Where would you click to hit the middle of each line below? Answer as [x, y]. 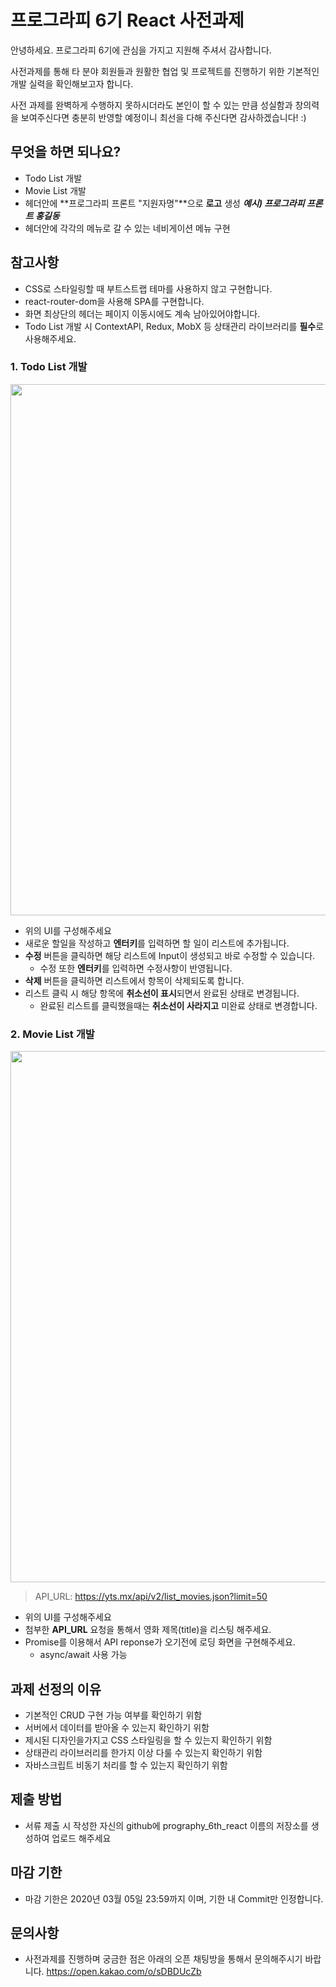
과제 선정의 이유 [56, 1689]
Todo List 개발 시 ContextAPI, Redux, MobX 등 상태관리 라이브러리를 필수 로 [174, 326]
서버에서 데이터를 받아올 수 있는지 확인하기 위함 [117, 1727]
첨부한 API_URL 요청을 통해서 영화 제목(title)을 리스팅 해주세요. [148, 1630]
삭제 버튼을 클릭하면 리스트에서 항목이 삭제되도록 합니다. [134, 980]
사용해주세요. [50, 338]
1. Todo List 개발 [49, 367]
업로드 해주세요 [81, 1838]
